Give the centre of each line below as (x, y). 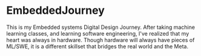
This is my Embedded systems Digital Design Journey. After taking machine (101, 27)
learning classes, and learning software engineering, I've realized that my (98, 33)
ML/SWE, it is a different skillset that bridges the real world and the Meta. (97, 46)
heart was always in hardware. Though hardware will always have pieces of (100, 40)
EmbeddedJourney (55, 11)
